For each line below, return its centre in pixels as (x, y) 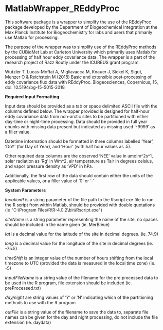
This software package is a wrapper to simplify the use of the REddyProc (78, 22)
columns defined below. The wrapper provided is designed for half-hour (77, 111)
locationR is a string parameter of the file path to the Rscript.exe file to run (79, 199)
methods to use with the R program (40, 302)
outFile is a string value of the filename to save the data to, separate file (77, 312)
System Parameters (26, 190)
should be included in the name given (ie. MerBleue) (57, 225)
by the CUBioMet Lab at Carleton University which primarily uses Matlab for (81, 52)
